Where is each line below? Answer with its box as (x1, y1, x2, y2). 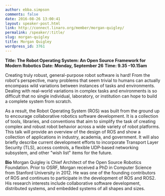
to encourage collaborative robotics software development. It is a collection (5, 113, 159, 119)
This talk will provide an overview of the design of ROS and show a (5, 129, 141, 134)
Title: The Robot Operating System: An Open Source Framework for (5, 57, 146, 63)
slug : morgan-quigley (5, 35, 50, 40)
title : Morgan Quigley (5, 39, 52, 44)
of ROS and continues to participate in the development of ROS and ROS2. (5, 175, 156, 181)
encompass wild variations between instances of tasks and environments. (5, 82, 155, 89)
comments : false (5, 12, 38, 17)
